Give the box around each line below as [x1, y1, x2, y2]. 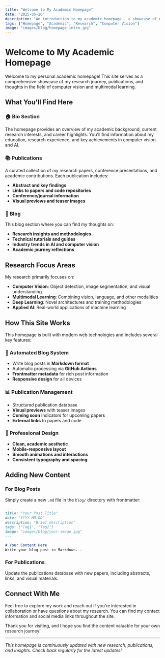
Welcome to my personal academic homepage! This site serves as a [5, 73, 143, 79]
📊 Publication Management [5, 389, 73, 396]
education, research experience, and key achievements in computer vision [5, 136, 156, 143]
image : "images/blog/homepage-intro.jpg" [5, 26, 91, 31]
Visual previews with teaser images [12, 407, 85, 413]
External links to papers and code [12, 417, 82, 423]
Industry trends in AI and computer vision [12, 242, 99, 248]
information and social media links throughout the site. [5, 613, 115, 619]
